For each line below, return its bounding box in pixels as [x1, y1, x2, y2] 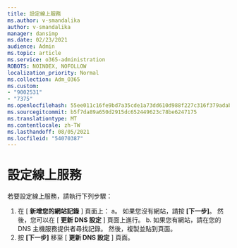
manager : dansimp [7, 30, 59, 37]
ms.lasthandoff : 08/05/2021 [7, 128, 90, 135]
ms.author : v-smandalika [7, 17, 80, 24]
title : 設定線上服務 [7, 10, 61, 18]
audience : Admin [7, 43, 55, 50]
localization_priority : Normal [7, 69, 99, 76]
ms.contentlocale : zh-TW [7, 121, 80, 129]
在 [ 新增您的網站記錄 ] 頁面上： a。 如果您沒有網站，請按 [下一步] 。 [17, 207, 216, 216]
